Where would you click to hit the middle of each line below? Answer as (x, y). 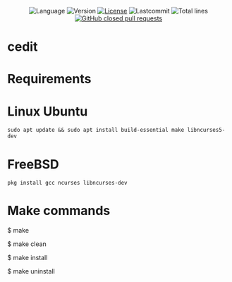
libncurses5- (206, 130)
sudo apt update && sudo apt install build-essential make (96, 130)
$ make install (28, 258)
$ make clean (27, 244)
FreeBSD (33, 164)
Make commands (59, 211)
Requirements (49, 79)
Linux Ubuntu (48, 111)
